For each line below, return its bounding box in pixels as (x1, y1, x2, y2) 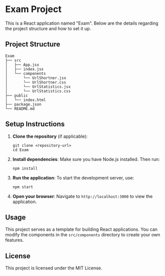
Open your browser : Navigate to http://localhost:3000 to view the (12, 193, 153, 199)
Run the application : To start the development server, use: (12, 174, 134, 180)
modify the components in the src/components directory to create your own (5, 232, 160, 238)
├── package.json (5, 102, 42, 107)
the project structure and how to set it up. (5, 25, 92, 31)
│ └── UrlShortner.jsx (5, 75, 66, 80)
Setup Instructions (5, 120, 65, 129)
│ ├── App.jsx (5, 62, 39, 67)
